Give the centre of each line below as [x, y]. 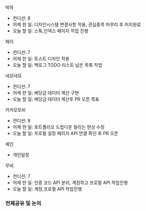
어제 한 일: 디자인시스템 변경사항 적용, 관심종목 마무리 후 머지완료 [77, 25]
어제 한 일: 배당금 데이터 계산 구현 [46, 93]
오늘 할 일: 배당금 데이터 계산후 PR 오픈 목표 [56, 99]
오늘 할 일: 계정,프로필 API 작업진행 [47, 189]
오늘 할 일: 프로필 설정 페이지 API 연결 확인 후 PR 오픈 [65, 133]
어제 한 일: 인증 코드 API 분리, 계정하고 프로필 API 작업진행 [70, 183]
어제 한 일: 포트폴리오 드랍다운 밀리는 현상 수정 [59, 127]
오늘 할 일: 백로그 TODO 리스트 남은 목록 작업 [57, 65]
